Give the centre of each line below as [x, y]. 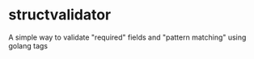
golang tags [28, 45]
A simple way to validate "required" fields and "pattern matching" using [127, 37]
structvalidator [60, 15]
